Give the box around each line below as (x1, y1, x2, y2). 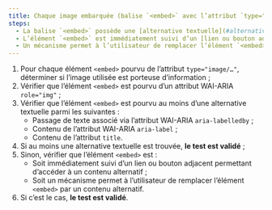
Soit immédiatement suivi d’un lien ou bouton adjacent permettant (32, 158, 253, 168)
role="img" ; (19, 90, 62, 99)
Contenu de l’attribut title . (32, 132, 123, 142)
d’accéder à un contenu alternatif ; (32, 167, 148, 177)
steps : (8, 19, 31, 27)
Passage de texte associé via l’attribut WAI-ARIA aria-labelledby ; (32, 115, 254, 125)
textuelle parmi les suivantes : (19, 107, 120, 117)
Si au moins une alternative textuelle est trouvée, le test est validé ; (19, 141, 245, 151)
